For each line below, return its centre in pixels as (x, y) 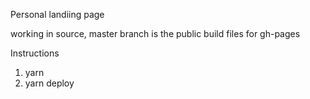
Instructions (35, 53)
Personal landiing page (57, 14)
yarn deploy (49, 83)
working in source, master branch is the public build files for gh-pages (155, 33)
